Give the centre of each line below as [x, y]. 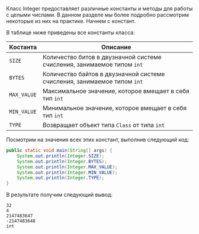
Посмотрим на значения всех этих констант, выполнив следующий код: [98, 139]
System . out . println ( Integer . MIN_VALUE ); [67, 173]
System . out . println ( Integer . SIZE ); [61, 156]
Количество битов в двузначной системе [102, 57]
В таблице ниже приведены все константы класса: [70, 32]
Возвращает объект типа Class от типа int [103, 125]
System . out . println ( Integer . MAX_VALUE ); [67, 167]
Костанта [23, 47]
